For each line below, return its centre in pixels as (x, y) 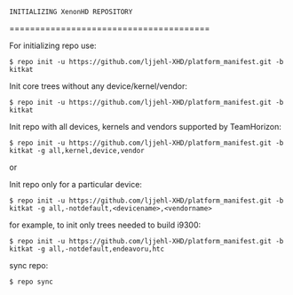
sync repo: (29, 265)
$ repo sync (31, 282)
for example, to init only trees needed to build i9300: (105, 225)
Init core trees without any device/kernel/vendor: (99, 86)
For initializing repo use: (53, 45)
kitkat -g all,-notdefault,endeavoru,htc (87, 249)
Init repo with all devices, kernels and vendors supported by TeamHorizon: (146, 127)
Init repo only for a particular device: (75, 184)
